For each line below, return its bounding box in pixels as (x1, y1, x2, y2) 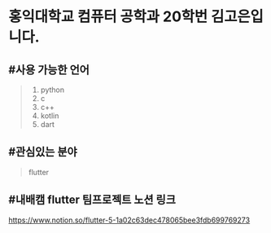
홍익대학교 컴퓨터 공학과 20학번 (8, 7, 208, 26)
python (40, 85, 65, 95)
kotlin (40, 111, 59, 121)
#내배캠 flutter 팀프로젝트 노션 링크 (8, 193, 177, 207)
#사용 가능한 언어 (8, 63, 90, 77)
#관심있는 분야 (8, 145, 77, 159)
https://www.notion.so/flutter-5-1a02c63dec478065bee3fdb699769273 (8, 215, 251, 225)
